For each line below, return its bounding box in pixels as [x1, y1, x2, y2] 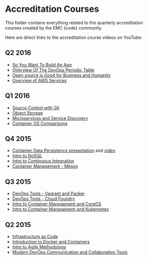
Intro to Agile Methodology [12, 244, 66, 250]
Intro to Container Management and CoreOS [12, 201, 101, 207]
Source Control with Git [12, 105, 60, 111]
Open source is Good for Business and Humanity [12, 72, 111, 78]
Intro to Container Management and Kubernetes [12, 206, 109, 212]
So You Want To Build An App [12, 61, 72, 67]
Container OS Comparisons [12, 120, 68, 126]
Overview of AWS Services [12, 77, 67, 83]
